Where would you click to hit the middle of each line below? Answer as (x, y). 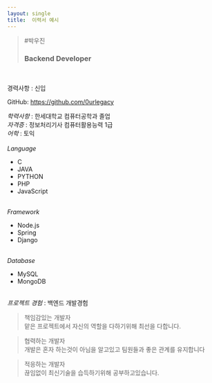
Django (27, 239)
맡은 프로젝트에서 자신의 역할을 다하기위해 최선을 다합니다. (103, 326)
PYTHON (30, 176)
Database (21, 260)
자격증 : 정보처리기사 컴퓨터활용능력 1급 (60, 124)
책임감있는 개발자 (47, 317)
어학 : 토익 (21, 133)
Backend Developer (58, 59)
